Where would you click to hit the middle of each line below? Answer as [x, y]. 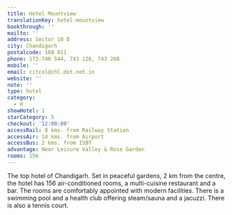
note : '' [20, 85]
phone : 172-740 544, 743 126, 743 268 [63, 59]
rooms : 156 [23, 156]
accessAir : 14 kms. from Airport [56, 136]
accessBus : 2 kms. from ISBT [49, 143]
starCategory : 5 [31, 117]
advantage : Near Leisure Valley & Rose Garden [76, 150]
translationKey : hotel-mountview [56, 20]
